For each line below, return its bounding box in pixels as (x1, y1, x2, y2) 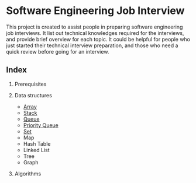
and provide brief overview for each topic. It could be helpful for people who (6, 36, 191, 43)
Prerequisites (14, 80, 47, 87)
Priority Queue (23, 121, 59, 129)
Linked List (23, 146, 50, 153)
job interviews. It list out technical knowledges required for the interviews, (6, 29, 184, 36)
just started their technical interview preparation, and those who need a (6, 42, 178, 49)
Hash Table (23, 140, 51, 147)
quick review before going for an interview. (6, 48, 109, 55)
